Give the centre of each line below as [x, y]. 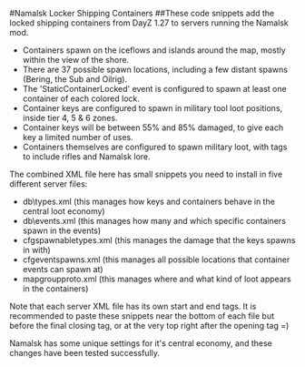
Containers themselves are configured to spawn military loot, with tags [155, 147]
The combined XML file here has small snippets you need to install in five [146, 174]
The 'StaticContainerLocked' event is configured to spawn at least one [155, 89]
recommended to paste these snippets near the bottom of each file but [142, 316]
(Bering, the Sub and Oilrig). [75, 79]
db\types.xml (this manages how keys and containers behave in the [148, 201]
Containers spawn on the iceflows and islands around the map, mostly [154, 50]
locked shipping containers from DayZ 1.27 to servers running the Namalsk [149, 23]
